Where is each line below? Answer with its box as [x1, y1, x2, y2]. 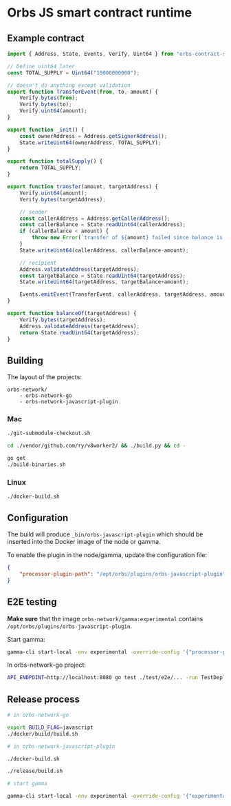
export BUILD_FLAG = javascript [7, 724, 94, 731]
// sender [19, 208, 48, 215]
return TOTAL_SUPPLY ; [19, 164, 81, 172]
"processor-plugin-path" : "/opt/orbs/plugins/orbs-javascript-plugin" [19, 570, 226, 577]
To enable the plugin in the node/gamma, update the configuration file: [7, 551, 208, 559]
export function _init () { [7, 126, 85, 133]
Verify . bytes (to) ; [19, 101, 72, 108]
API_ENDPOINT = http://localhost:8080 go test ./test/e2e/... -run [7, 674, 198, 681]
